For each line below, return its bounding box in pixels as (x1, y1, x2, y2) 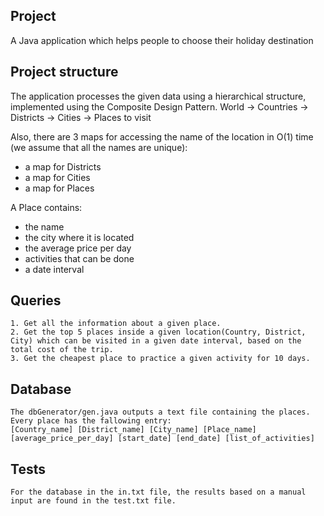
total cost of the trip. (10, 345, 114, 355)
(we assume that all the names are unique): (10, 141, 188, 153)
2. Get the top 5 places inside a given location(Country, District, (10, 327, 307, 338)
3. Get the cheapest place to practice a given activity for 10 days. (10, 354, 311, 364)
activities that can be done (24, 252, 135, 264)
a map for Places (24, 182, 95, 194)
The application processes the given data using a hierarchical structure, (10, 90, 307, 102)
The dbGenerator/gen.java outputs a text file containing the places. (10, 407, 311, 418)
